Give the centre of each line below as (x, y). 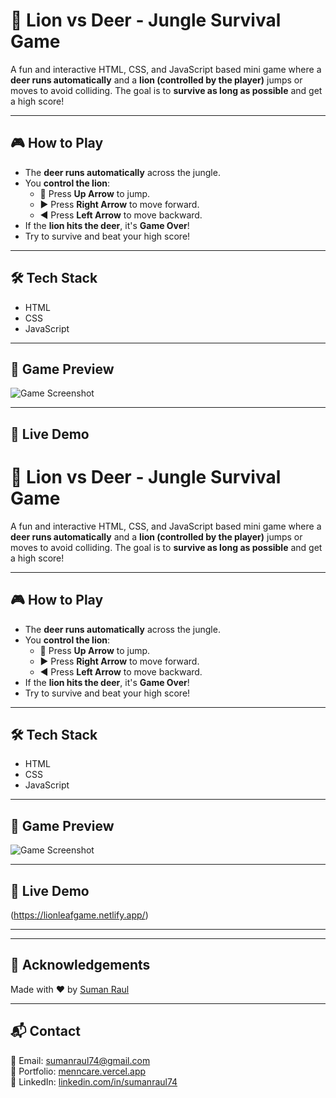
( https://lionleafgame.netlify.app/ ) (79, 915)
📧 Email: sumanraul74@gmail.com (80, 1060)
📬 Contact (45, 1031)
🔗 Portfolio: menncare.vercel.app (78, 1071)
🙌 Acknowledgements (80, 965)
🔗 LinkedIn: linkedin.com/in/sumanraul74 (94, 1081)
